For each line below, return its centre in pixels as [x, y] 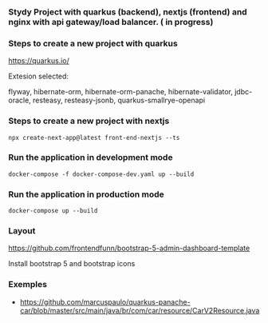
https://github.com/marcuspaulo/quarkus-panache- [105, 301]
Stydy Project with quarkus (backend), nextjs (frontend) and [128, 12]
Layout [22, 231]
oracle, [20, 100]
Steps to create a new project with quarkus [93, 43]
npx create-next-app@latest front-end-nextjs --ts [94, 138]
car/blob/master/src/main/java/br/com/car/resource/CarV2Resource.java [140, 310]
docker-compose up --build [53, 211]
